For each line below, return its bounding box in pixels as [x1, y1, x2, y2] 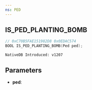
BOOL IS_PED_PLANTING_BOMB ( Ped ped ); [5, 43, 83, 49]
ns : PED [5, 7, 21, 12]
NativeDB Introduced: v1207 [5, 53, 63, 58]
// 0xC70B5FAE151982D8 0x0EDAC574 [5, 39, 77, 44]
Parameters [5, 66, 42, 75]
